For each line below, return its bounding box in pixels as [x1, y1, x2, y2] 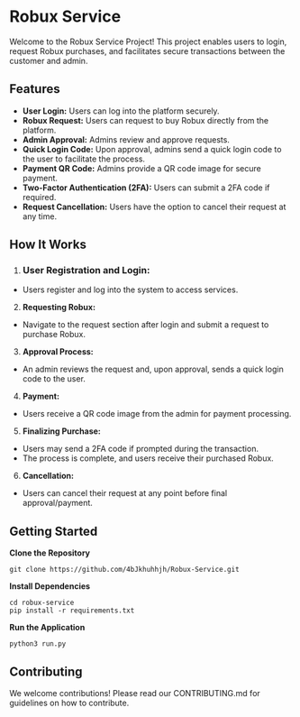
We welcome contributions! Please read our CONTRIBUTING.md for [9, 688, 261, 699]
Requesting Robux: [22, 302, 96, 313]
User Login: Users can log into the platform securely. [22, 106, 220, 116]
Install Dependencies [9, 581, 91, 592]
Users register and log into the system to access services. [22, 284, 239, 295]
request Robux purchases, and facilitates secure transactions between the [9, 45, 286, 56]
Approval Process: [22, 346, 95, 357]
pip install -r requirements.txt [9, 606, 135, 615]
